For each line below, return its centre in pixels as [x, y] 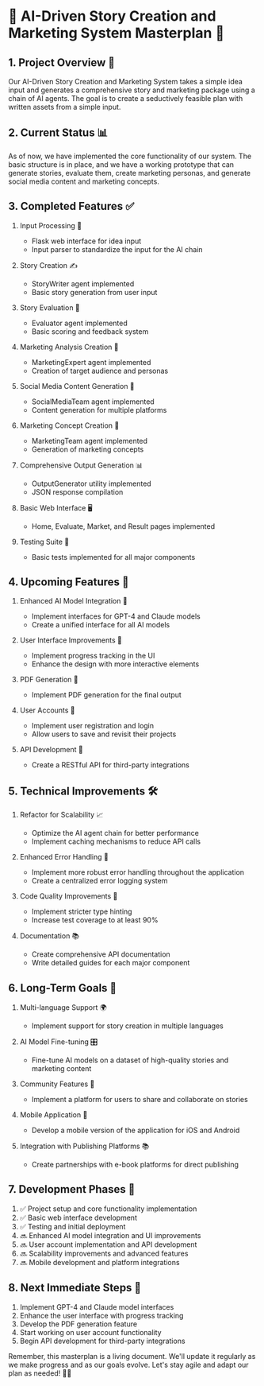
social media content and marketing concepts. [84, 181]
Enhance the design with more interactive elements [115, 664]
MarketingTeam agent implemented [90, 441]
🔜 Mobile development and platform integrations [99, 1262]
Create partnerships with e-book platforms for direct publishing [135, 1165]
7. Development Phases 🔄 [72, 1189]
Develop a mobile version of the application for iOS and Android [136, 1130]
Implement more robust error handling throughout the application [138, 872]
